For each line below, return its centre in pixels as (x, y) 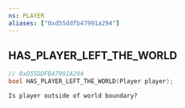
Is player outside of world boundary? (73, 96)
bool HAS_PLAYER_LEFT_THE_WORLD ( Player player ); (91, 82)
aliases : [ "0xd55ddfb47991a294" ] (64, 23)
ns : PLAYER (26, 16)
